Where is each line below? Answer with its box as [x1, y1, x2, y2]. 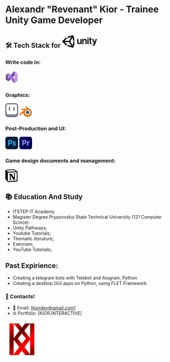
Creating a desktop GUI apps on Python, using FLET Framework [12, 280, 147, 287]
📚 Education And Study [5, 192, 83, 201]
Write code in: [5, 59, 41, 66]
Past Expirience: [5, 261, 59, 270]
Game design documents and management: [5, 157, 116, 164]
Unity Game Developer [5, 14, 103, 26]
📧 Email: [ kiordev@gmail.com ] [12, 304, 76, 311]
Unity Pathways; [12, 225, 47, 231]
